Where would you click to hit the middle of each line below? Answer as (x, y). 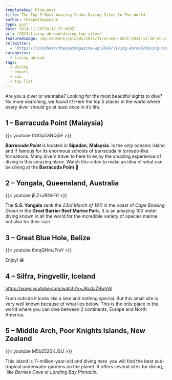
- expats (19, 72)
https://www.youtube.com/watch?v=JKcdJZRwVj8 (59, 288)
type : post (17, 24)
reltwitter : (18, 44)
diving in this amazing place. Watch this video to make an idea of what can (84, 161)
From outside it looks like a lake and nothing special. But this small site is (82, 298)
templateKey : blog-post (31, 10)
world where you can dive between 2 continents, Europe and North (76, 309)
